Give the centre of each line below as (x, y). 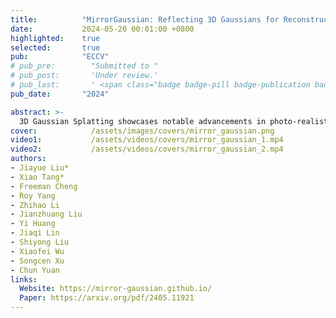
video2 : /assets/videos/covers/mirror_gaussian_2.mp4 (147, 149)
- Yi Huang (33, 224)
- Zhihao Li (35, 205)
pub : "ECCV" (60, 57)
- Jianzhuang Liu (46, 214)
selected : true (55, 47)
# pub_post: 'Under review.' (84, 76)
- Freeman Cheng (44, 186)
